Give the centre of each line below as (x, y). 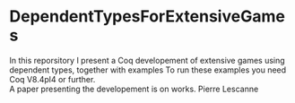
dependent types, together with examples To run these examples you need (148, 70)
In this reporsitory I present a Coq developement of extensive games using (147, 60)
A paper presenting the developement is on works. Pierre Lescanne (134, 89)
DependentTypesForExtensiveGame (147, 17)
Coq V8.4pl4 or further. (52, 79)
